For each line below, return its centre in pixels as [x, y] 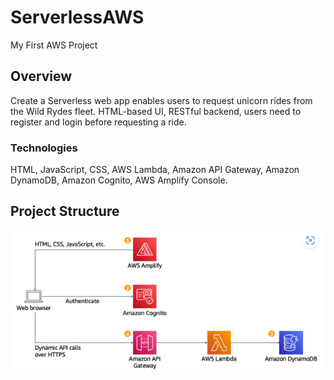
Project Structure [65, 211]
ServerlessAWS [77, 17]
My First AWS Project [54, 45]
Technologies [44, 148]
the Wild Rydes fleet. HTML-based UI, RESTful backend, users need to [156, 111]
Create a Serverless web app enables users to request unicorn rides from [161, 100]
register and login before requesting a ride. [98, 122]
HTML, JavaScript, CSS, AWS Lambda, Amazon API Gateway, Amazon [155, 170]
